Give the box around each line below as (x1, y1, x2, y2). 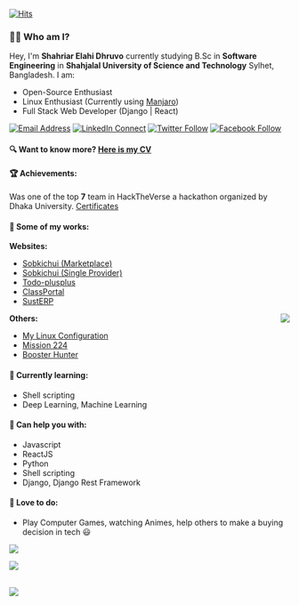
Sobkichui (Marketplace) (21, 258, 113, 269)
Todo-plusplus (21, 277, 76, 288)
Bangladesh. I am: (9, 69, 76, 80)
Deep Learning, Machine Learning (21, 399, 148, 409)
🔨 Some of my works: (9, 221, 90, 231)
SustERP (21, 296, 54, 307)
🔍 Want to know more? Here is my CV (9, 143, 152, 155)
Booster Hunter (21, 350, 78, 360)
